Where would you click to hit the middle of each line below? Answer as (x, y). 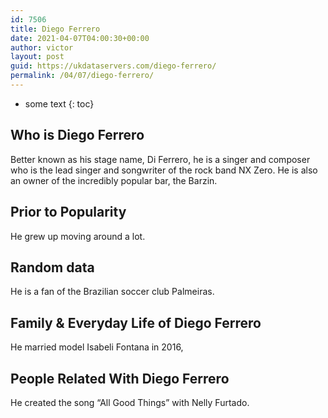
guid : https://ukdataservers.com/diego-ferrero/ (113, 66)
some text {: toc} (59, 103)
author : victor (42, 47)
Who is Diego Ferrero (77, 135)
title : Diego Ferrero (55, 29)
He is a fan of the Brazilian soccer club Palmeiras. (112, 292)
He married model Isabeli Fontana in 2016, (97, 347)
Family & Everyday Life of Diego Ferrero (136, 322)
